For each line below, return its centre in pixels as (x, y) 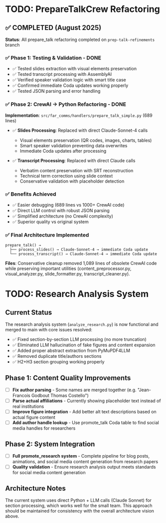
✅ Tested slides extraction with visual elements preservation (75, 69)
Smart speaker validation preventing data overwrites (74, 145)
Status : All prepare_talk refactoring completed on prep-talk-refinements (80, 39)
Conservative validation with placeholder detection (72, 181)
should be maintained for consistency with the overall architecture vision (80, 511)
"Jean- (144, 390)
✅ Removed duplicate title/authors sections (57, 356)
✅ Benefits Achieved (31, 194)
